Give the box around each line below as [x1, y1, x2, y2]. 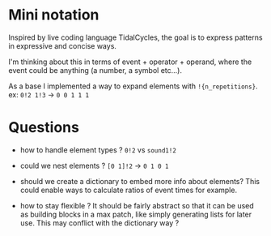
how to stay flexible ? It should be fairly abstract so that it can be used [19, 200, 255, 210]
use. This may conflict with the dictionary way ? [19, 217, 180, 228]
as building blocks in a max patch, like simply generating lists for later [19, 209, 252, 219]
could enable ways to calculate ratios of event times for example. [19, 185, 237, 195]
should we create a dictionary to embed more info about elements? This [19, 176, 260, 186]
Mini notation [8, 6, 100, 24]
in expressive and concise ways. [8, 41, 117, 50]
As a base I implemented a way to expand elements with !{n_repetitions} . [8, 81, 258, 91]
